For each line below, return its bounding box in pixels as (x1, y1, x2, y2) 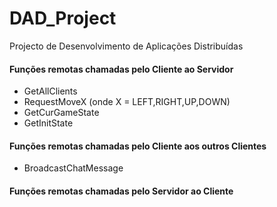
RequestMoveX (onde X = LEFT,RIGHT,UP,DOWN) (23, 96, 231, 108)
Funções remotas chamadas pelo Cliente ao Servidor (9, 63, 234, 75)
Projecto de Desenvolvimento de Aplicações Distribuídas (9, 40, 244, 52)
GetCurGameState (23, 107, 100, 119)
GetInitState (23, 117, 74, 129)
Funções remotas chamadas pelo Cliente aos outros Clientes (9, 140, 267, 152)
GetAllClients (23, 85, 78, 97)
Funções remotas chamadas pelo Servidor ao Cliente (9, 185, 234, 197)
